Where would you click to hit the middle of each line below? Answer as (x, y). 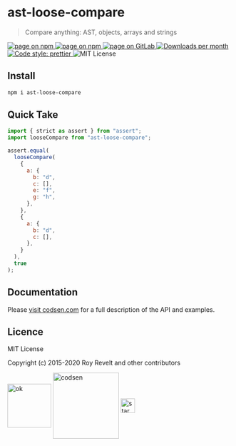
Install (21, 76)
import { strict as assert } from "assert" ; (75, 131)
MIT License (26, 349)
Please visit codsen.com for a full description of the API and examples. (111, 309)
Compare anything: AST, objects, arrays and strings (101, 32)
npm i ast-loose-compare (44, 92)
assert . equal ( (29, 151)
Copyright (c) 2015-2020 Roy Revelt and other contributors (94, 363)
